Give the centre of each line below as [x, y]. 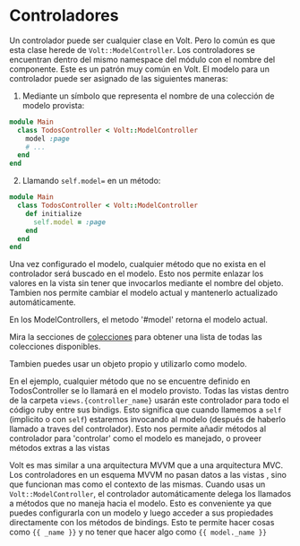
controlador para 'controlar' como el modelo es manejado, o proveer [136, 438]
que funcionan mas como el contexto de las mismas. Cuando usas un [137, 484]
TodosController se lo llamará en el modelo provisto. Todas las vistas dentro [149, 391]
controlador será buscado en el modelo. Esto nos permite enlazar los [137, 273]
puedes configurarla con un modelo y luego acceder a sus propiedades [141, 513]
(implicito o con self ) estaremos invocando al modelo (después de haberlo [148, 420]
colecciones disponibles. [55, 347]
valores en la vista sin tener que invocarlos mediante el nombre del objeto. [146, 283]
